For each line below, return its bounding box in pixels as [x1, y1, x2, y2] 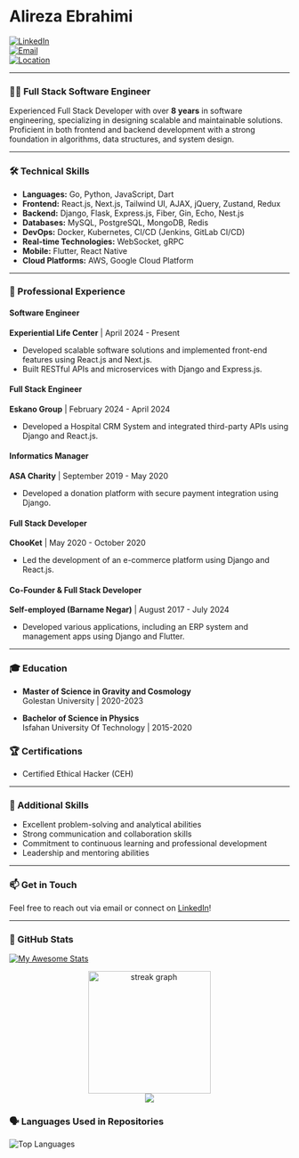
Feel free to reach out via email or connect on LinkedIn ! [9, 902, 212, 913]
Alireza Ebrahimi [9, 6, 133, 27]
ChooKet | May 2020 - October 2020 [9, 537, 147, 549]
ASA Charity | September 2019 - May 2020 [9, 470, 169, 482]
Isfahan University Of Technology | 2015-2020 [21, 722, 193, 732]
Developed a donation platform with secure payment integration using [21, 488, 279, 499]
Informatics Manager [9, 451, 89, 461]
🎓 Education [9, 662, 68, 674]
